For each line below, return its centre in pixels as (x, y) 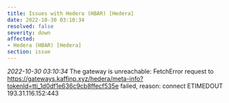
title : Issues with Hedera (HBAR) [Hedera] (71, 13)
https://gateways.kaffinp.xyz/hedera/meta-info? (75, 78)
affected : (21, 39)
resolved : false (30, 26)
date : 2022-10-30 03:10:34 (46, 20)
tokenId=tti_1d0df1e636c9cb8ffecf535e (63, 86)
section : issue (29, 52)
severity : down (29, 33)
